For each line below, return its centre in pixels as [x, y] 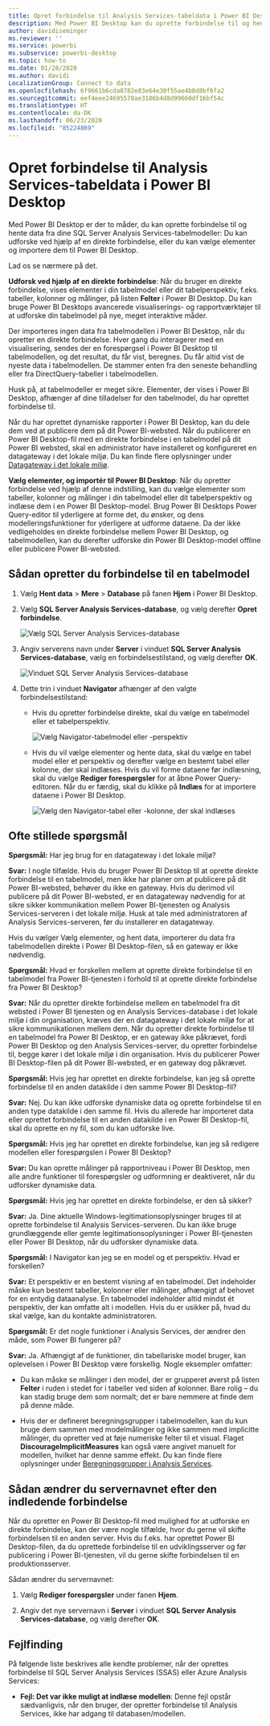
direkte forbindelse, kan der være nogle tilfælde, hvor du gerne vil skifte [127, 1530]
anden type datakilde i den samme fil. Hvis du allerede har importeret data [131, 1111]
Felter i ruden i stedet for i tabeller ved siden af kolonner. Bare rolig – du [139, 1388]
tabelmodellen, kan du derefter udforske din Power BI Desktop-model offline [135, 540]
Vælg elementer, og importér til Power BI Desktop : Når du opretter [120, 480]
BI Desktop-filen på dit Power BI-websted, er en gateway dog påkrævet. [128, 1063]
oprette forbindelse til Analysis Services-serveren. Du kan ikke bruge [123, 1225]
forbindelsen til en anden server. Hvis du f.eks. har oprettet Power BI [121, 1539]
